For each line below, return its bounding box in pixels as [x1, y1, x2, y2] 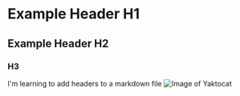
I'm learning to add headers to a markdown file [7, 78, 162, 88]
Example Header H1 [7, 5, 140, 23]
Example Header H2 [7, 37, 109, 50]
